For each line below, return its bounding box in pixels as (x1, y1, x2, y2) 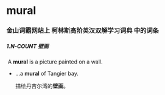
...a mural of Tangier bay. (15, 70, 79, 77)
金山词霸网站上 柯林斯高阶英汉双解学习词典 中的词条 (6, 27, 160, 35)
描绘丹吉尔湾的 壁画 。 (15, 82, 69, 90)
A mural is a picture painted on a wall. (7, 58, 103, 65)
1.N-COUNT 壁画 (6, 42, 49, 50)
